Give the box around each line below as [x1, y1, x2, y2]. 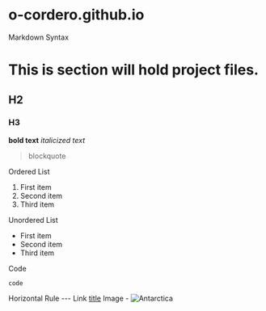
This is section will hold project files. [8, 61, 259, 79]
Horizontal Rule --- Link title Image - [8, 293, 129, 303]
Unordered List [8, 215, 58, 225]
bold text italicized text [8, 135, 86, 145]
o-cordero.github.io [8, 6, 145, 24]
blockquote [27, 151, 66, 161]
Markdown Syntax [8, 32, 70, 42]
